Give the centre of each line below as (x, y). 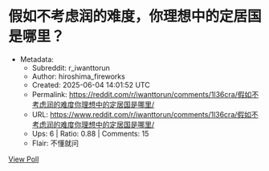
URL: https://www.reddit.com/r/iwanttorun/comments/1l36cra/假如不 (145, 114)
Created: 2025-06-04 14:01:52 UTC (91, 84)
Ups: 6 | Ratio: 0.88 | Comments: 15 (90, 133)
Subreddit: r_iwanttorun (71, 67)
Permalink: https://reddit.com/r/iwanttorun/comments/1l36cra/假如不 (145, 94)
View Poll (24, 159)
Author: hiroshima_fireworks (79, 76)
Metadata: (37, 59)
